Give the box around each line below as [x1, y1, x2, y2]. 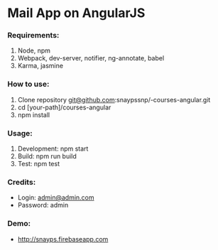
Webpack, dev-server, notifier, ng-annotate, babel [17, 54, 165, 62]
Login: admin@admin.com [17, 193, 94, 202]
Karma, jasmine [17, 62, 64, 70]
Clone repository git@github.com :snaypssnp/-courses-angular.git [17, 95, 211, 104]
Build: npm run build [17, 152, 77, 161]
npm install [17, 110, 50, 119]
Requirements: [7, 31, 60, 40]
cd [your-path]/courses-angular [17, 103, 111, 112]
